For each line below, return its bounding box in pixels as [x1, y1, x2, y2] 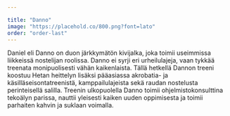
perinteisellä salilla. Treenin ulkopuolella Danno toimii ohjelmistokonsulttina [7, 86, 224, 95]
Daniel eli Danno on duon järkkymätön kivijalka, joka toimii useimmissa [7, 49, 211, 57]
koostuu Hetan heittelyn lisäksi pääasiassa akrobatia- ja [7, 71, 169, 79]
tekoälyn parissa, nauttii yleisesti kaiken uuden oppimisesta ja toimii [7, 94, 203, 102]
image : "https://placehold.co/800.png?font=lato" [7, 22, 156, 30]
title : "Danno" [7, 16, 52, 23]
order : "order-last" [7, 30, 68, 37]
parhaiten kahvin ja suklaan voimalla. [7, 101, 114, 110]
